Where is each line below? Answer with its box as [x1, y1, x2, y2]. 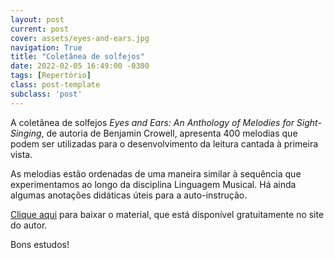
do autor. [10, 219, 48, 231]
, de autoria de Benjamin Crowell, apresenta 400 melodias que [41, 127, 298, 139]
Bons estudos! [10, 238, 70, 250]
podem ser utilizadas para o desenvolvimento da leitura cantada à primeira [10, 137, 319, 150]
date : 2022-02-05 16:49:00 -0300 [10, 61, 150, 71]
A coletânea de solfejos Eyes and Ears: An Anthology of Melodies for [10, 116, 295, 128]
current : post [10, 24, 70, 34]
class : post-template [10, 80, 101, 90]
